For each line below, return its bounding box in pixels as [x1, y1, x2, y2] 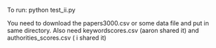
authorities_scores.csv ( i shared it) [7, 34, 107, 42]
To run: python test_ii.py [7, 6, 76, 14]
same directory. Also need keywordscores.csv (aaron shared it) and [7, 27, 199, 34]
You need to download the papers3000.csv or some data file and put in [7, 19, 209, 27]
